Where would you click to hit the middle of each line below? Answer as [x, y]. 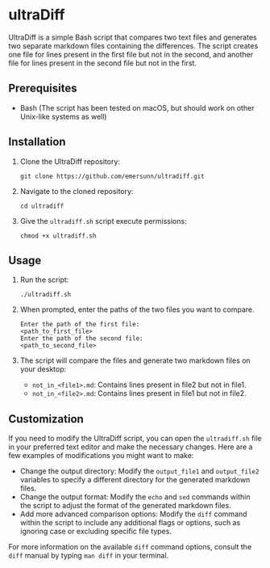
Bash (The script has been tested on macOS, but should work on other [137, 107]
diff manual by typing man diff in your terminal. [89, 556]
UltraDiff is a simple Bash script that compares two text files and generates [133, 37]
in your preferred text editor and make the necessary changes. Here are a [131, 447]
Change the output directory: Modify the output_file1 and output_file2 [139, 471]
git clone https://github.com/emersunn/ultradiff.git [112, 176]
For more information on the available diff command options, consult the [130, 547]
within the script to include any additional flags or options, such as [130, 523]
